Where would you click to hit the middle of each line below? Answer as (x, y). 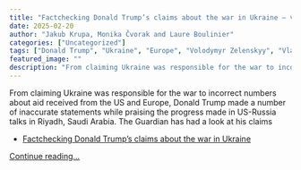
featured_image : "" (46, 59)
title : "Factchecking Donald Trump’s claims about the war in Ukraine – (148, 17)
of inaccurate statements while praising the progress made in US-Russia (143, 112)
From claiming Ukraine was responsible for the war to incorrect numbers (143, 93)
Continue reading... (45, 156)
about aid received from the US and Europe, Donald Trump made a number (148, 102)
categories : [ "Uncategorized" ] (68, 42)
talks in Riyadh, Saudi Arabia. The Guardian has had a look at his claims (141, 121)
